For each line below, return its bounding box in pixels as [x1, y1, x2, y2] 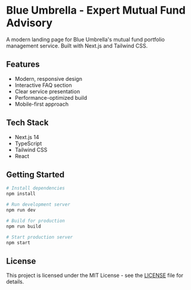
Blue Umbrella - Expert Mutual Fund [6, 4, 186, 17]
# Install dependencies [6, 185, 65, 191]
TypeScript [14, 140, 42, 147]
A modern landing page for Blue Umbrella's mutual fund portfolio [6, 36, 165, 43]
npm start [6, 239, 31, 245]
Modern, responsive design [14, 75, 82, 82]
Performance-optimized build [14, 94, 87, 101]
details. [6, 278, 24, 285]
